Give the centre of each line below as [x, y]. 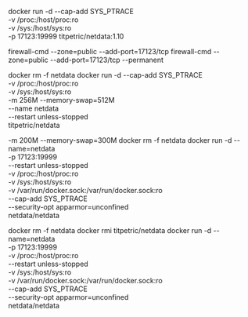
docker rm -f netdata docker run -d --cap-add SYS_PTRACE [106, 75]
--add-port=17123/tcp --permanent [107, 60]
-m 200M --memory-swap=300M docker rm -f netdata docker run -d [120, 140]
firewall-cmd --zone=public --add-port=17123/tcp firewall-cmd [110, 51]
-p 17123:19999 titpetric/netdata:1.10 [66, 36]
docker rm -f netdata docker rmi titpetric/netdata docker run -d [110, 230]
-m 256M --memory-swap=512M [61, 100]
